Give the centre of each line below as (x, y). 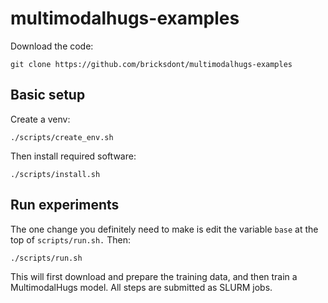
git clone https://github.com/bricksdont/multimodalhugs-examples (151, 64)
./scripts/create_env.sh (62, 137)
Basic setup (48, 95)
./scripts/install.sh (55, 174)
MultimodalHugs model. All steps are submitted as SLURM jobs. (141, 287)
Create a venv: (40, 119)
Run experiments (65, 205)
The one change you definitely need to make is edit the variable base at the (164, 229)
